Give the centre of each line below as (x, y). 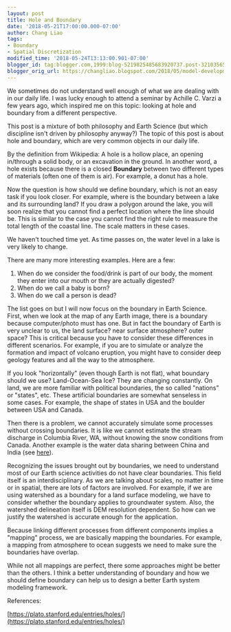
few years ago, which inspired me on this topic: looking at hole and (102, 105)
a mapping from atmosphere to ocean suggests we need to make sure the (112, 545)
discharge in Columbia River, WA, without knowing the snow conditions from (115, 437)
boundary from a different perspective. (62, 113)
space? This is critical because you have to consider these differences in (110, 337)
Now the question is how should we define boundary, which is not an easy (112, 189)
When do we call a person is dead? (67, 295)
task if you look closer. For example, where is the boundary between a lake (113, 196)
